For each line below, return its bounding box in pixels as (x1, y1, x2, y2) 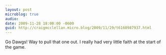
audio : (5, 16, 19, 21)
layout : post (5, 7, 32, 12)
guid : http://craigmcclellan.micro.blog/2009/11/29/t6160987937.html (5, 26, 152, 30)
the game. (5, 44, 26, 50)
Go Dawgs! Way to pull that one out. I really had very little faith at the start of (5, 39, 161, 45)
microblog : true (5, 12, 39, 17)
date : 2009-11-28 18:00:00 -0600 (5, 21, 74, 26)
